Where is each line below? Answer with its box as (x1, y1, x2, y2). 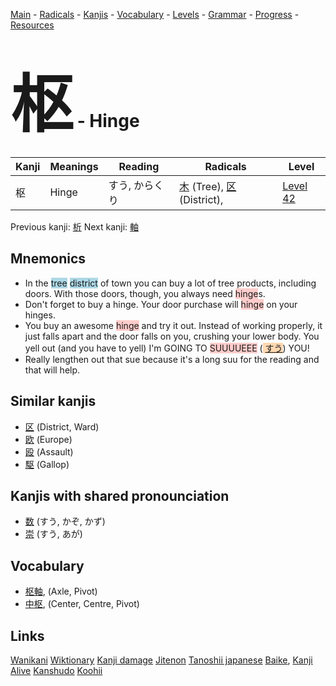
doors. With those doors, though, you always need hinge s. (24, 287, 266, 299)
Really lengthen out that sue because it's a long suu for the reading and (24, 353, 320, 365)
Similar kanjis (10, 393, 97, 410)
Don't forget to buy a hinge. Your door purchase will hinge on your (24, 298, 298, 310)
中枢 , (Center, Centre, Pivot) (24, 598, 140, 610)
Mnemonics (10, 250, 87, 268)
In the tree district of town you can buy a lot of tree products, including (24, 277, 317, 289)
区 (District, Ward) (24, 420, 100, 433)
